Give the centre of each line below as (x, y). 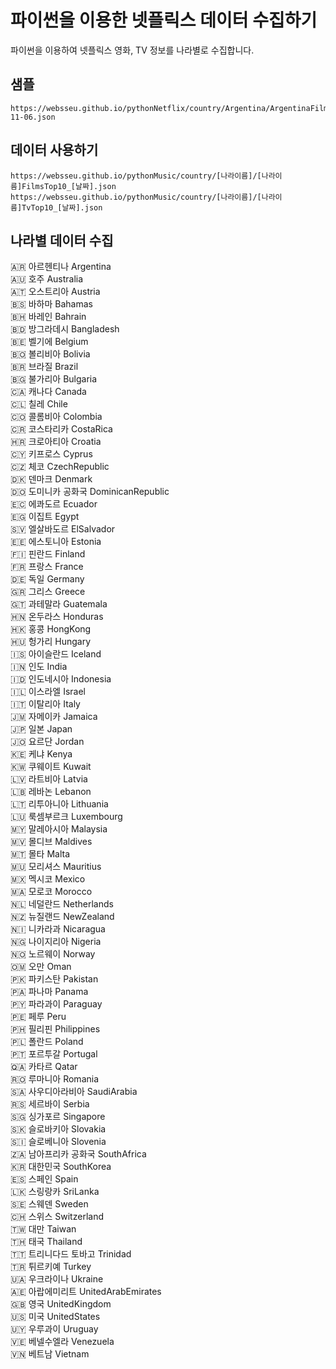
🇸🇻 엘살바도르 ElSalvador (63, 529)
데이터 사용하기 (54, 150)
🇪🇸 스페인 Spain (44, 1179)
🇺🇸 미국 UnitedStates (55, 1317)
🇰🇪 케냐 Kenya (41, 754)
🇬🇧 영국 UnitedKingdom (61, 1304)
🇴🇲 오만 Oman (41, 967)
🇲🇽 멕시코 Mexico (48, 879)
